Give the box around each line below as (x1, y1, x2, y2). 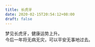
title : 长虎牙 (5, 7, 32, 12)
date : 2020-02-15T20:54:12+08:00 (5, 12, 75, 17)
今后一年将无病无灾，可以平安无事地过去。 (5, 37, 93, 43)
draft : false (5, 16, 32, 21)
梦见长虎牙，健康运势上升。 (5, 31, 62, 37)
